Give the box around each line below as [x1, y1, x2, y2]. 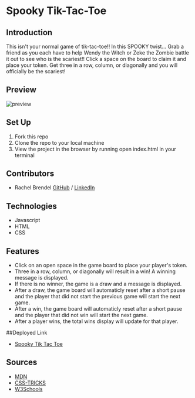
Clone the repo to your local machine [14, 139, 105, 146]
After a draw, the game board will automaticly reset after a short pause [14, 287, 186, 294]
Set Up [6, 117, 31, 127]
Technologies [6, 201, 58, 211]
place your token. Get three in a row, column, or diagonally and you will [6, 62, 178, 69]
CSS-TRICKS [14, 379, 46, 386]
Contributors [6, 169, 55, 179]
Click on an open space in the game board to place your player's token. [14, 262, 188, 269]
